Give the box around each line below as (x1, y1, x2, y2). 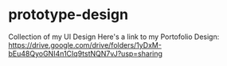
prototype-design (8, 6, 129, 24)
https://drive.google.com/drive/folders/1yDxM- (8, 40, 162, 49)
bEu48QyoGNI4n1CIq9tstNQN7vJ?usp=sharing (8, 49, 163, 58)
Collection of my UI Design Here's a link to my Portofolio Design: (8, 32, 220, 41)
